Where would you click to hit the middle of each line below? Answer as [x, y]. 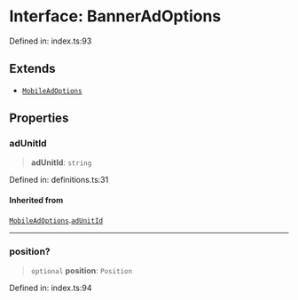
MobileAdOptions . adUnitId [56, 220]
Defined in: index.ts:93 [51, 41]
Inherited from [36, 201]
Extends [32, 69]
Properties [39, 118]
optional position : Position [82, 270]
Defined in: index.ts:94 [51, 288]
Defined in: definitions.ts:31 [59, 180]
